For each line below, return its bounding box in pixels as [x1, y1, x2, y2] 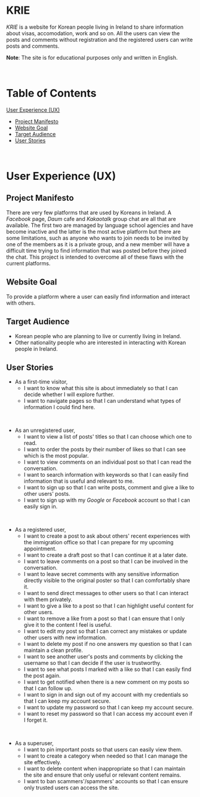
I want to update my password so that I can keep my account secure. [23, 704, 194, 711]
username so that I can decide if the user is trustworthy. [23, 660, 162, 667]
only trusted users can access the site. [23, 784, 119, 792]
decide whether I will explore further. [23, 391, 115, 398]
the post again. [23, 672, 61, 679]
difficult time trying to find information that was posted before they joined [6, 247, 187, 254]
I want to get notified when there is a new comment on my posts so [23, 679, 189, 686]
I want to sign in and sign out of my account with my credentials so [23, 691, 189, 698]
